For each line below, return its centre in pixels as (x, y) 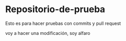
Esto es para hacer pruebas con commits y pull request (63, 23)
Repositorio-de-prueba (55, 9)
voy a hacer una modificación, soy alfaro (48, 33)
